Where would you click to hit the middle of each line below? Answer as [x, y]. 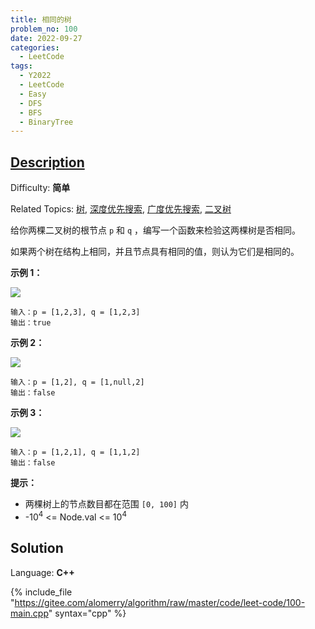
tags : [21, 66]
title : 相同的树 [41, 19]
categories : [35, 47]
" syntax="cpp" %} [87, 613]
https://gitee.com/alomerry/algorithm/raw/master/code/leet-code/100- [160, 602]
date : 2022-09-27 [46, 38]
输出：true [31, 323]
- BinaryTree [46, 122]
